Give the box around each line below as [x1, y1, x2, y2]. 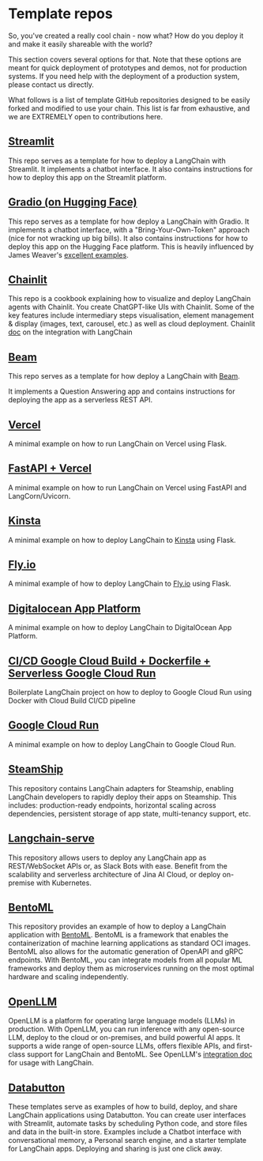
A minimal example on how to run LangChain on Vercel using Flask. [8, 439, 227, 448]
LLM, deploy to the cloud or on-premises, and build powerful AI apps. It [8, 1033, 241, 1042]
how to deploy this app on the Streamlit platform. [8, 172, 167, 182]
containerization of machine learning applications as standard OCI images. [8, 938, 251, 948]
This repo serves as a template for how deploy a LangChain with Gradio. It [8, 217, 250, 226]
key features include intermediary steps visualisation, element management [8, 311, 254, 320]
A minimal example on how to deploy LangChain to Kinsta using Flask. [8, 535, 236, 545]
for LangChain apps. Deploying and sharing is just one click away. [8, 1144, 223, 1153]
